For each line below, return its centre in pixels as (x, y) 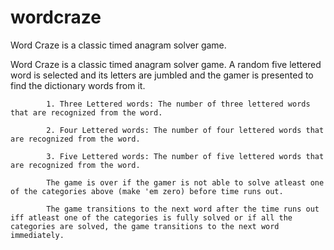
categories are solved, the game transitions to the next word (145, 226)
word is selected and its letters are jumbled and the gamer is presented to (162, 75)
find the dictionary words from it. (78, 85)
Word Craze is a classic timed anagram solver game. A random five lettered (166, 64)
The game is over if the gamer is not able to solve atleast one (185, 182)
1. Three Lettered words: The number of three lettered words (178, 104)
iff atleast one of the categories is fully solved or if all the (151, 217)
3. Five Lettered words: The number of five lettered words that (185, 156)
